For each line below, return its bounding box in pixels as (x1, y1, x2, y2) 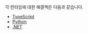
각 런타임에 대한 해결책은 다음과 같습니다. (5, 4, 84, 10)
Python (12, 19, 27, 24)
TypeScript (12, 14, 35, 19)
